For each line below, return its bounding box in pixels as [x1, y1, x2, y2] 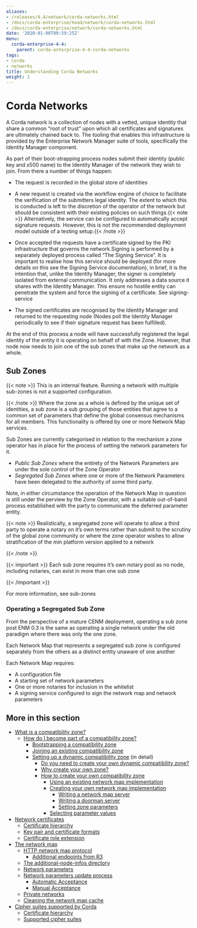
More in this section [6, 713, 80, 723]
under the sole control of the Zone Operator [14, 465, 121, 473]
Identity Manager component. [6, 144, 78, 151]
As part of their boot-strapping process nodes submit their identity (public [6, 155, 185, 162]
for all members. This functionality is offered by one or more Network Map [6, 418, 186, 425]
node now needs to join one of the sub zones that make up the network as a [6, 343, 190, 350]
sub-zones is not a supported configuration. [6, 388, 113, 395]
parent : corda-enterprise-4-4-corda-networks [16, 47, 130, 53]
